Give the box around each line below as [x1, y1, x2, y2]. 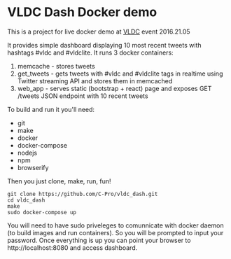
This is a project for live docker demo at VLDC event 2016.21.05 [7, 27, 190, 36]
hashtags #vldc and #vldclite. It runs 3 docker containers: [7, 48, 174, 57]
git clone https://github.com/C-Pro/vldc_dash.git [7, 190, 158, 197]
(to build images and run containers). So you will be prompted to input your [7, 228, 224, 237]
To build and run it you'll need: [7, 105, 95, 113]
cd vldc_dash [7, 197, 45, 204]
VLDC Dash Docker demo [7, 4, 157, 20]
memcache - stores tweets [17, 62, 96, 70]
